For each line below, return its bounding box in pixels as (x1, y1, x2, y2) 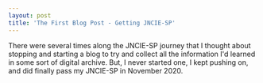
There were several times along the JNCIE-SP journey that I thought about (8, 40, 252, 50)
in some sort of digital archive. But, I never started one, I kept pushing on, (8, 57, 249, 67)
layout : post (8, 11, 52, 20)
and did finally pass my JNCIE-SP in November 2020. (8, 66, 184, 75)
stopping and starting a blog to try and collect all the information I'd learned (8, 49, 256, 58)
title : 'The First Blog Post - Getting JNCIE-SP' (8, 19, 176, 27)
